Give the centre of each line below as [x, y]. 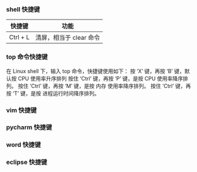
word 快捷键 [24, 145]
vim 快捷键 [22, 110]
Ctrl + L [20, 37]
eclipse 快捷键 [27, 163]
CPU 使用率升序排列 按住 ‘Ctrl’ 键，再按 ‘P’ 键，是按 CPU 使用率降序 [100, 78]
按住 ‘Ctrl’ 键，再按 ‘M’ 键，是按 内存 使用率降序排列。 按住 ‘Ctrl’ [96, 86]
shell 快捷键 [23, 9]
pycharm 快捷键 [29, 128]
